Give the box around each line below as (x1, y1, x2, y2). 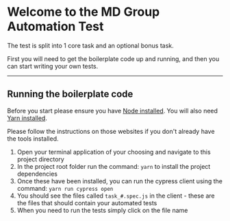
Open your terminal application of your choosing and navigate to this (16, 148, 211, 156)
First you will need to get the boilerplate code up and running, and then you (7, 54, 220, 62)
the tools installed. (7, 135, 60, 143)
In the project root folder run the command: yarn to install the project (16, 162, 211, 170)
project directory (16, 155, 65, 163)
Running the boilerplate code (7, 89, 133, 100)
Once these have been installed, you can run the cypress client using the (16, 176, 222, 185)
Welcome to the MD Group (7, 4, 160, 20)
